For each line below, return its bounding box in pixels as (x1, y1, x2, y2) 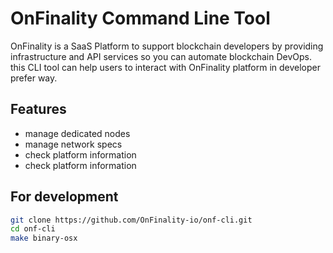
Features (10, 101, 67, 118)
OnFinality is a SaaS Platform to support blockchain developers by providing (10, 40, 324, 52)
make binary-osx (10, 233, 78, 244)
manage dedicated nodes (24, 127, 131, 139)
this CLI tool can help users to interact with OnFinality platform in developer (10, 61, 322, 73)
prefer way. (10, 72, 58, 84)
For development (10, 188, 119, 206)
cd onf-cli (10, 224, 56, 234)
